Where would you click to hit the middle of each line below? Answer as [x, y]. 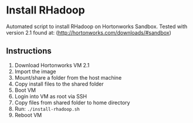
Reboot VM [28, 115]
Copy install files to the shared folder [59, 84]
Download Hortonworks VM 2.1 [52, 65]
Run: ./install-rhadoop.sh [47, 108]
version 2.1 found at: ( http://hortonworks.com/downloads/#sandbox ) [89, 32]
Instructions [29, 51]
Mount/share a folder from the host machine [68, 77]
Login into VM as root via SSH [50, 96]
